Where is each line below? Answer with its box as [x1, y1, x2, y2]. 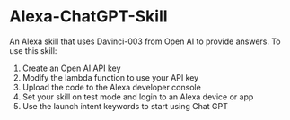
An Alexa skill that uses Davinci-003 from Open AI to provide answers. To [9, 36, 281, 47]
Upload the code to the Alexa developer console [22, 81, 202, 92]
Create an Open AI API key [22, 63, 121, 73]
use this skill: [9, 45, 57, 56]
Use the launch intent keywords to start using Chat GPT [22, 100, 229, 111]
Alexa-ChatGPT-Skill [9, 6, 168, 27]
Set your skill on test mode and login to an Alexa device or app [22, 91, 254, 102]
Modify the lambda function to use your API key [22, 72, 199, 82]
